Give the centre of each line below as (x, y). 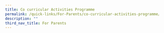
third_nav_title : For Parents (36, 23)
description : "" (21, 18)
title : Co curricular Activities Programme (50, 9)
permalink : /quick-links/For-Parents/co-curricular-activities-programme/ (83, 14)
